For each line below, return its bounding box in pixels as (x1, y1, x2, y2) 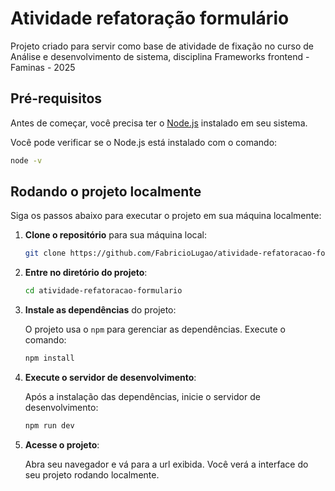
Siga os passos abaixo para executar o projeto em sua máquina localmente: (10, 210, 322, 222)
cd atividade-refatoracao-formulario (24, 286, 183, 296)
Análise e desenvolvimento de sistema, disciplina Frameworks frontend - (10, 50, 310, 62)
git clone (24, 248, 67, 259)
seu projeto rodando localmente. (24, 468, 160, 481)
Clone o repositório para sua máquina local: (24, 229, 207, 241)
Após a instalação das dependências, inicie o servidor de (24, 391, 261, 403)
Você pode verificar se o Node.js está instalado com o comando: (10, 136, 278, 148)
